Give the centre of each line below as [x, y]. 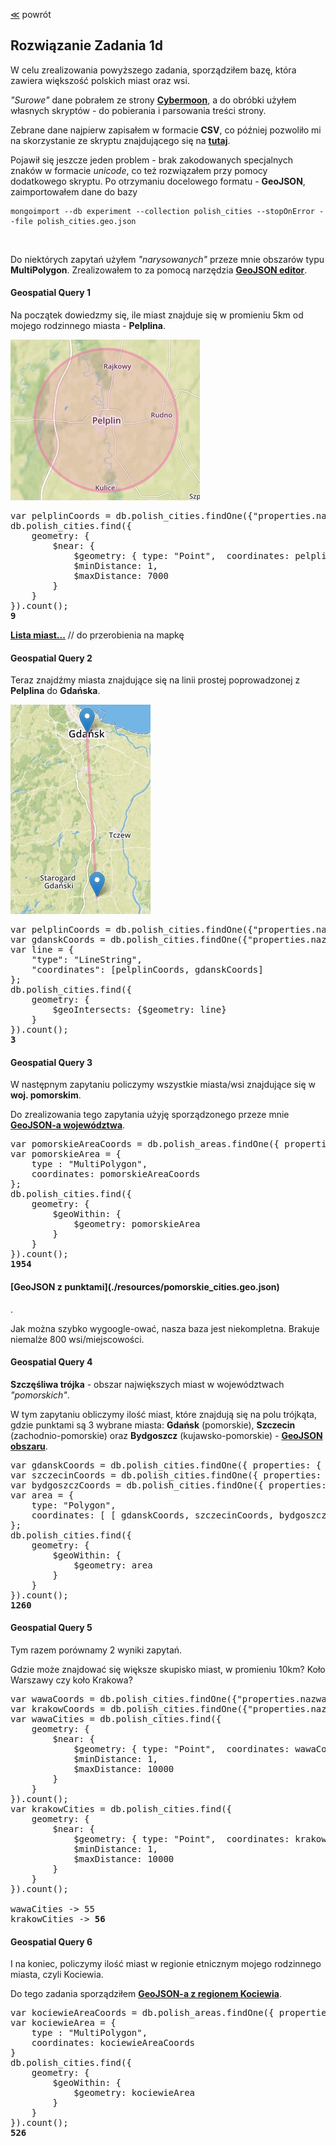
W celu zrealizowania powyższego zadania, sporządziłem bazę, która [153, 70]
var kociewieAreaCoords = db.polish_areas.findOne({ [142, 2013]
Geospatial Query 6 [51, 1941]
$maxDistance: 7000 [121, 576]
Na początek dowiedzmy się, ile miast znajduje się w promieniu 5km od [157, 315]
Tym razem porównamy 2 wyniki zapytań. [96, 1650]
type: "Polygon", [74, 1505]
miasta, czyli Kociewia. [57, 1975]
